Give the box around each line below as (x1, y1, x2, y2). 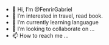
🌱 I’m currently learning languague (12, 19, 99, 26)
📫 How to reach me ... (12, 32, 69, 39)
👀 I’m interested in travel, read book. (12, 12, 104, 19)
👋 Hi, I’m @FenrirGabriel (12, 6, 72, 13)
